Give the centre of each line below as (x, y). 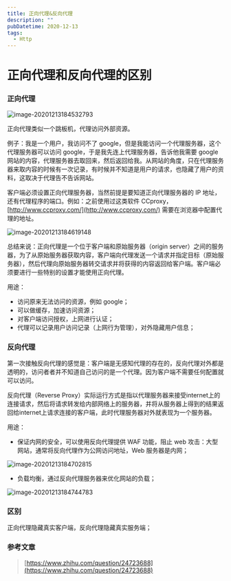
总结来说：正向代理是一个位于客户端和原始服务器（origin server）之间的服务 (115, 246)
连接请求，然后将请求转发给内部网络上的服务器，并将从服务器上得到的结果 (112, 404)
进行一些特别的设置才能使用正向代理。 (73, 272)
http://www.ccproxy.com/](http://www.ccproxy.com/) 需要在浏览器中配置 (113, 209)
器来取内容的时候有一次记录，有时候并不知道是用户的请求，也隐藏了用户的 (112, 169)
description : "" (30, 20)
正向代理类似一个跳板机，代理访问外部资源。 (70, 128)
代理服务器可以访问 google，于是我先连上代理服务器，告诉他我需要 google (113, 152)
